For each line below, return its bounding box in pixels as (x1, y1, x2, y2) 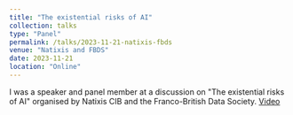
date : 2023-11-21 (9, 54, 74, 63)
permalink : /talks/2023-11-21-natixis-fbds (9, 37, 173, 47)
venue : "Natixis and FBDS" (9, 46, 109, 55)
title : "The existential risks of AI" (9, 12, 153, 22)
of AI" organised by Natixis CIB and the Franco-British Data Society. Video (9, 96, 281, 106)
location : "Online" (9, 63, 82, 72)
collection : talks (9, 21, 77, 30)
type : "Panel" (9, 29, 62, 38)
